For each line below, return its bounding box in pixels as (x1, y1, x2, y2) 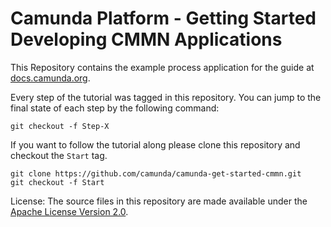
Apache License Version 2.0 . (10, 205, 129, 217)
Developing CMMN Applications (10, 28, 283, 51)
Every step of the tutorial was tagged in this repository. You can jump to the (10, 91, 322, 103)
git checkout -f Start (10, 177, 105, 187)
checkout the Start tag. (10, 149, 108, 161)
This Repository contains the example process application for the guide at (10, 61, 315, 73)
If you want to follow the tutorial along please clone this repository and (10, 138, 301, 151)
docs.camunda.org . (10, 72, 91, 84)
